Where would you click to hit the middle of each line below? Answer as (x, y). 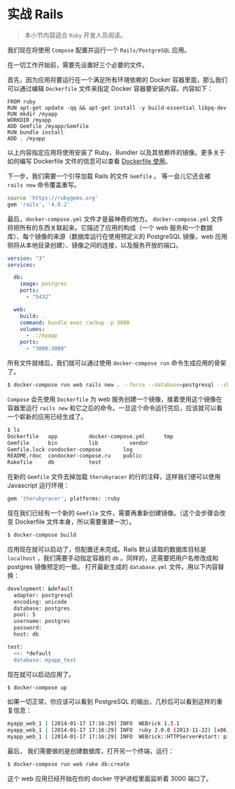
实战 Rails (35, 14)
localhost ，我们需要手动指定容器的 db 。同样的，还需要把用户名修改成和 (113, 558)
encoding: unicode (41, 602)
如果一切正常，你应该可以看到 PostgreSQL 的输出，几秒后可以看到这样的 (112, 701)
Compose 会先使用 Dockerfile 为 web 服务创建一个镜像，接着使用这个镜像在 (115, 399)
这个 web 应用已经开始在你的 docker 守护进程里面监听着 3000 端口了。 (110, 778)
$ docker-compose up (37, 687)
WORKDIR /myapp (29, 120)
